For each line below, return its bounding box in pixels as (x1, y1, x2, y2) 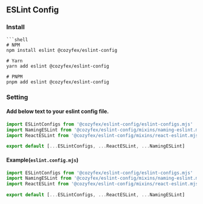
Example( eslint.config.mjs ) (6, 156, 79, 164)
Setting (6, 93, 28, 101)
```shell (6, 36, 28, 43)
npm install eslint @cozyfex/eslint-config (6, 47, 118, 53)
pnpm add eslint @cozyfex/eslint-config (6, 78, 110, 85)
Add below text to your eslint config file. (6, 108, 109, 115)
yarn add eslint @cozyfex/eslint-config (6, 63, 110, 69)
